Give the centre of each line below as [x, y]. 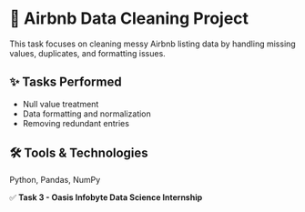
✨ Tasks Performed [66, 82]
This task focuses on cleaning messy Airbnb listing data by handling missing [152, 44]
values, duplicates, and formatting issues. [87, 53]
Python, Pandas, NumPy [55, 179]
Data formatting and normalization [87, 114]
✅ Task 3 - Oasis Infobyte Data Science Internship [106, 197]
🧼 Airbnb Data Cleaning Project [129, 19]
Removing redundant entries [76, 123]
